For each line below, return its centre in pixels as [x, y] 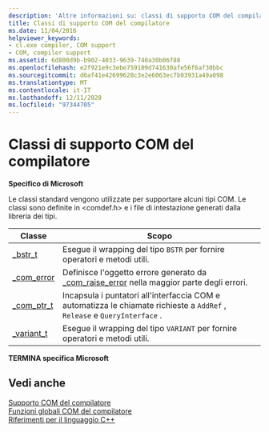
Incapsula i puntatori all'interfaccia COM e [142, 295]
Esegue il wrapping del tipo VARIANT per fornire [150, 329]
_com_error [34, 278]
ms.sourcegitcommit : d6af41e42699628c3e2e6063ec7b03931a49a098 [116, 75]
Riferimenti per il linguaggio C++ [62, 419]
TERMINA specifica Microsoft [59, 358]
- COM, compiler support [50, 53]
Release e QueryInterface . [112, 315]
